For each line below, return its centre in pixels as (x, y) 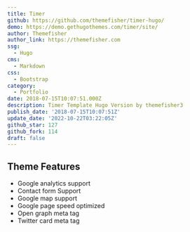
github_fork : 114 (33, 131)
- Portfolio (31, 92)
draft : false (26, 138)
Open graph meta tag (48, 213)
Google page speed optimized (61, 206)
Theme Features (44, 166)
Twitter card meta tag (48, 221)
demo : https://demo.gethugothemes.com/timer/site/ (83, 27)
